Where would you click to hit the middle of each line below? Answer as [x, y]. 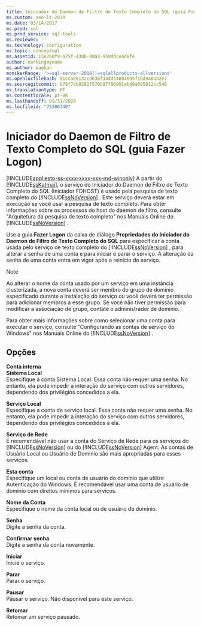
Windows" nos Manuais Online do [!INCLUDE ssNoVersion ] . [80, 333]
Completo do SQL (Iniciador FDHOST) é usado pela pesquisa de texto [92, 191]
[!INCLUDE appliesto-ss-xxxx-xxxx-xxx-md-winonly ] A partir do [84, 178]
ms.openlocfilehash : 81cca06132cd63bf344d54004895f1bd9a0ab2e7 [87, 79]
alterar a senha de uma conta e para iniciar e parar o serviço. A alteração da [100, 254]
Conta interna [24, 367]
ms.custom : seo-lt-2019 [36, 17]
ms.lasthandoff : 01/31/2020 [41, 101]
